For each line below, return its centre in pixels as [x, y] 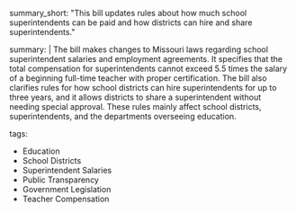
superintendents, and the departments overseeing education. [123, 116]
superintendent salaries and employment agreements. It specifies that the [146, 59]
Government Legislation [67, 189]
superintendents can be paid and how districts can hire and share [131, 22]
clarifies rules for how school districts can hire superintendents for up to [143, 88]
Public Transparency [60, 180]
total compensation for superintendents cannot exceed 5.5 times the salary [148, 68]
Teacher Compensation [66, 199]
